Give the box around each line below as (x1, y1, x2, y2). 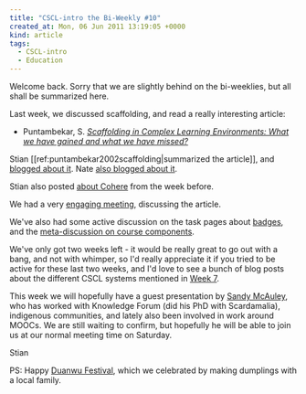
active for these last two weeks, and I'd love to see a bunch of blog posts (9, 263, 285, 274)
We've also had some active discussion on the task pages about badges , (9, 217, 284, 227)
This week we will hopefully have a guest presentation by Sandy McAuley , (9, 291, 288, 302)
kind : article (9, 30, 64, 39)
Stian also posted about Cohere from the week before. (9, 181, 215, 192)
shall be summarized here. (9, 91, 110, 101)
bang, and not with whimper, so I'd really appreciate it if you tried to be (9, 253, 276, 264)
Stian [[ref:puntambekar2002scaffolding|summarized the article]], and (9, 154, 275, 165)
